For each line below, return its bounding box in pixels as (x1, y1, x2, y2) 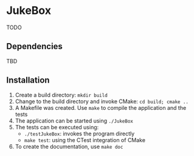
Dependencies (6, 41, 63, 52)
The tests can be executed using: (15, 123, 99, 131)
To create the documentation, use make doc (15, 143, 123, 150)
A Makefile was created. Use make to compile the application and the (15, 104, 187, 111)
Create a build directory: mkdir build (15, 91, 108, 98)
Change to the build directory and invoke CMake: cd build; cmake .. (15, 98, 189, 105)
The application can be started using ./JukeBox (15, 117, 134, 124)
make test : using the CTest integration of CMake (24, 136, 146, 143)
